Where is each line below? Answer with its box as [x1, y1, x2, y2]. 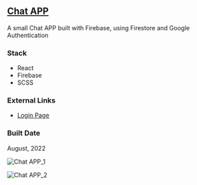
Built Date [7, 129, 40, 138]
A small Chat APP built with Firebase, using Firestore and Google [7, 23, 190, 32]
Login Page [16, 111, 49, 120]
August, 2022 [7, 144, 46, 152]
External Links [7, 96, 56, 105]
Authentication [7, 31, 49, 39]
